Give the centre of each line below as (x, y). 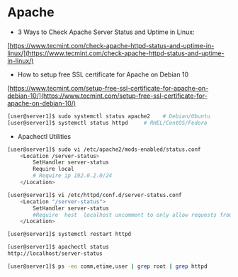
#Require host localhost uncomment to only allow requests (125, 215)
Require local (53, 169)
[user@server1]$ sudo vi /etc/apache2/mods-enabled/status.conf (104, 149)
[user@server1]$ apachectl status (58, 247)
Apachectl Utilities (44, 136)
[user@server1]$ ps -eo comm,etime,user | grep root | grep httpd (107, 266)
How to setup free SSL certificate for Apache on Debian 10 (103, 74)
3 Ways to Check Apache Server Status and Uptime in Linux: (106, 32)
